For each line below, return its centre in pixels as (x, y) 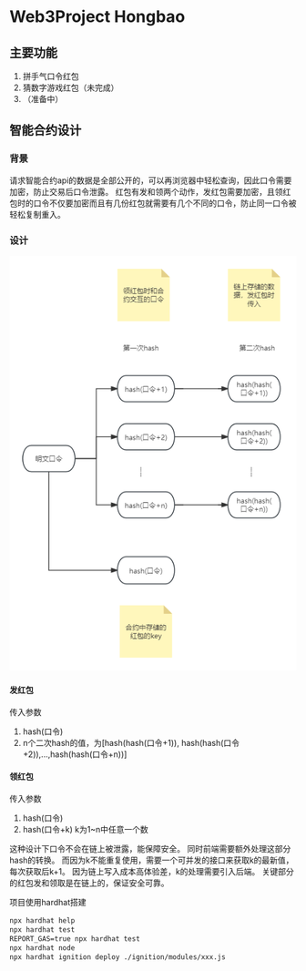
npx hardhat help (42, 920)
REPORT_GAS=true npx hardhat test (75, 939)
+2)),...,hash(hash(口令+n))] (75, 754)
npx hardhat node (42, 948)
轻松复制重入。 (37, 214)
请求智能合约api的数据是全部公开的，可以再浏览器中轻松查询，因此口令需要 (151, 180)
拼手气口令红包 (51, 76)
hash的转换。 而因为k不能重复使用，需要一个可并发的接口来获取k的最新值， (152, 860)
